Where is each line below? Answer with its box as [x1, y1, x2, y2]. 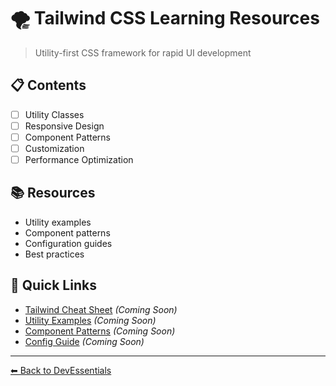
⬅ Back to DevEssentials [10, 364, 112, 376]
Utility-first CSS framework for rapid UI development [34, 46, 252, 59]
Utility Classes [24, 108, 85, 120]
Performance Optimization [24, 154, 134, 165]
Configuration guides [24, 237, 113, 249]
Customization [24, 142, 85, 154]
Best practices [24, 248, 85, 260]
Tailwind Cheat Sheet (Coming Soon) [24, 303, 178, 315]
